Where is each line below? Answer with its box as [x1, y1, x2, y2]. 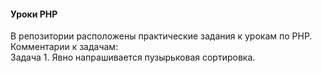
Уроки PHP [10, 8, 58, 20]
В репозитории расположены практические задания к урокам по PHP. [10, 30, 313, 42]
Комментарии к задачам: [10, 41, 119, 53]
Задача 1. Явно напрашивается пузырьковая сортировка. [10, 51, 256, 64]
